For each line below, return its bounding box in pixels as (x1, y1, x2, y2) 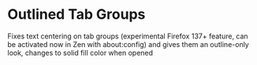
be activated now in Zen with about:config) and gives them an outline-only (7, 39, 249, 49)
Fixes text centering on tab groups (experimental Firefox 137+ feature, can (7, 31, 249, 41)
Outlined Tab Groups (7, 5, 146, 23)
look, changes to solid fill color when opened (7, 48, 154, 57)
